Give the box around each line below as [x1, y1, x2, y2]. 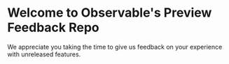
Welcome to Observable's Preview [7, 5, 212, 21]
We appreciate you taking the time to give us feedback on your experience [7, 42, 223, 51]
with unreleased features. [7, 50, 81, 58]
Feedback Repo [7, 19, 99, 35]
